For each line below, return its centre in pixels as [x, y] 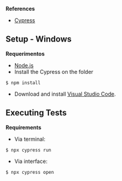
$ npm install [23, 83]
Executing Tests [36, 113]
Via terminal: [30, 139]
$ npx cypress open [30, 172]
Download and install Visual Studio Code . [65, 94]
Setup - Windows [39, 39]
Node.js [24, 65]
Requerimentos [25, 54]
